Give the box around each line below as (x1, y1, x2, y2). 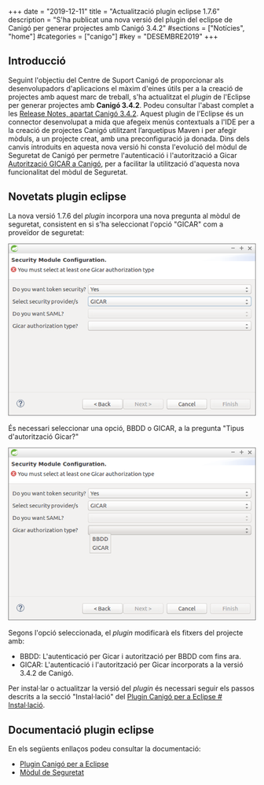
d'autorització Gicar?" (8, 432, 79, 441)
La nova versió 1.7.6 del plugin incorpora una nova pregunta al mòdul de (8, 211, 241, 220)
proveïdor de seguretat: (8, 227, 85, 237)
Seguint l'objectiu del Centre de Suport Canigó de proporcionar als (8, 75, 224, 85)
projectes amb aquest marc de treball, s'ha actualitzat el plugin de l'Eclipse (8, 92, 251, 101)
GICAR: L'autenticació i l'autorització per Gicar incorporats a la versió (19, 660, 244, 669)
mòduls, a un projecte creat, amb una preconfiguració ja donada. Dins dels (8, 134, 250, 143)
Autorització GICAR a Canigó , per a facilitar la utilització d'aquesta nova (8, 159, 240, 168)
